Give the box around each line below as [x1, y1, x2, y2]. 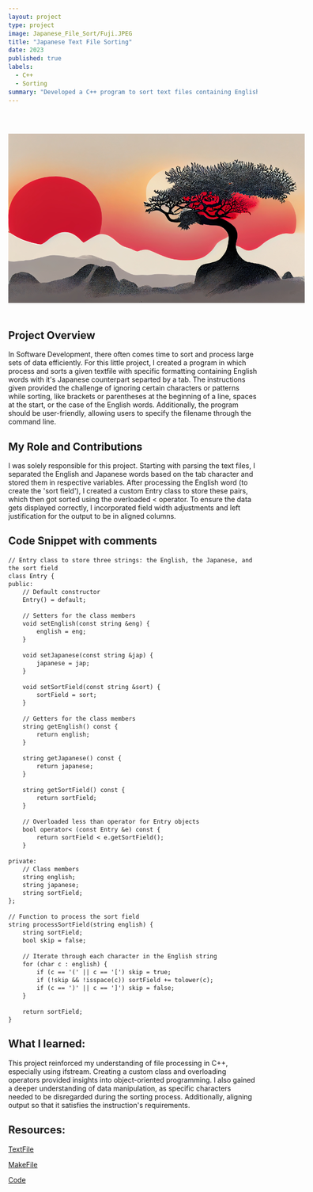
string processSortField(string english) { [8, 920, 154, 928]
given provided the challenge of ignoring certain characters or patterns [8, 383, 239, 393]
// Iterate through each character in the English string [22, 952, 217, 960]
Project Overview [8, 329, 96, 342]
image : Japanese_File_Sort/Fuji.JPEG [8, 29, 133, 37]
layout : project [8, 13, 62, 21]
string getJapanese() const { [22, 754, 123, 762]
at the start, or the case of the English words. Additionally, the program [8, 400, 239, 409]
